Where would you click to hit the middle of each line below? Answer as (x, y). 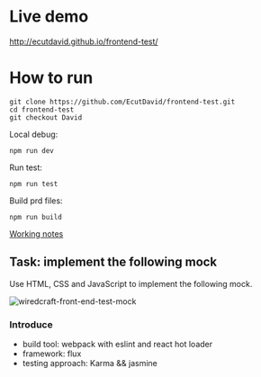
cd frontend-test (42, 110)
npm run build (36, 217)
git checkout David (46, 117)
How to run (51, 78)
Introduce (31, 324)
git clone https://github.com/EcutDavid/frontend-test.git (122, 102)
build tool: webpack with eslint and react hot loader (117, 344)
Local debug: (34, 134)
